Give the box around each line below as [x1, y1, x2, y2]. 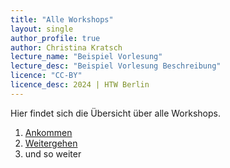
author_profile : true [10, 33, 101, 43]
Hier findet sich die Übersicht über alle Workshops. [10, 107, 221, 119]
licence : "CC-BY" [10, 71, 83, 81]
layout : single [10, 24, 74, 34]
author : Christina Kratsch [10, 42, 123, 53]
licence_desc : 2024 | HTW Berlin [10, 80, 150, 90]
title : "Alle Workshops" [10, 14, 114, 25]
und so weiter [24, 147, 82, 160]
